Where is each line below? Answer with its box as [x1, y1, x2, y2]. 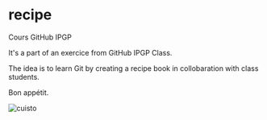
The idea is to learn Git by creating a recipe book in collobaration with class [8, 63, 259, 73]
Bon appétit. [8, 87, 49, 97]
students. [8, 72, 40, 81]
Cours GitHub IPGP [8, 32, 73, 42]
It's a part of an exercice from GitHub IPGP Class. [8, 48, 173, 57]
